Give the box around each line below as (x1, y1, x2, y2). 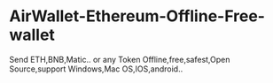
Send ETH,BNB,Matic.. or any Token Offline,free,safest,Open (9, 54, 230, 64)
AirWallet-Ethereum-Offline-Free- (9, 6, 266, 26)
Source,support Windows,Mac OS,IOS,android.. (9, 64, 183, 74)
